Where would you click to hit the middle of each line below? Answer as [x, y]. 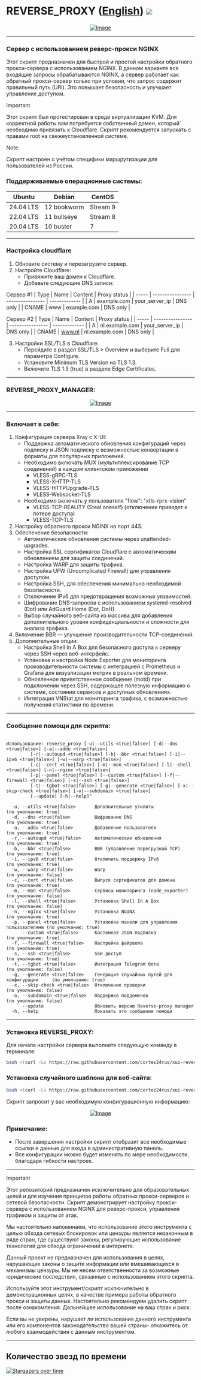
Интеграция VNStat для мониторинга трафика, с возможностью [106, 698]
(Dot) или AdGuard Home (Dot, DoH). [70, 609]
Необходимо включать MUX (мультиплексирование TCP [96, 462]
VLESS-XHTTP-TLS [57, 482]
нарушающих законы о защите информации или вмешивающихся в [93, 1264]
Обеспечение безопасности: [51, 533]
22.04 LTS [24, 217]
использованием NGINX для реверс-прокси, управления [107, 1209]
